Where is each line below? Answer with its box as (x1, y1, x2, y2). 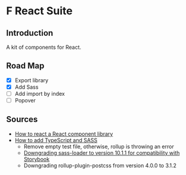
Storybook (23, 155, 49, 162)
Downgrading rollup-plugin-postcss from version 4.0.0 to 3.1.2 (23, 162, 177, 169)
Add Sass (14, 83, 39, 90)
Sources (6, 114, 38, 124)
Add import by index (14, 90, 65, 97)
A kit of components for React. (6, 43, 82, 51)
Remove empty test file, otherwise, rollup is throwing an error (23, 143, 174, 150)
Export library (14, 76, 49, 84)
